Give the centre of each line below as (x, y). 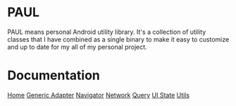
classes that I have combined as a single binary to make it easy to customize (118, 39)
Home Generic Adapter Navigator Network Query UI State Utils (99, 95)
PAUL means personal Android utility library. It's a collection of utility (107, 32)
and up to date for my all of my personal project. (77, 47)
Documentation (54, 76)
